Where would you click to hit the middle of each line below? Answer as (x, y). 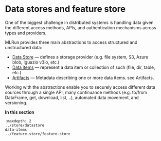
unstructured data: (24, 47)
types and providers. (26, 33)
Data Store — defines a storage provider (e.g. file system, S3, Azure (80, 57)
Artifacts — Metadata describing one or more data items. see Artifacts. (83, 78)
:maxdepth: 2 (18, 121)
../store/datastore (25, 125)
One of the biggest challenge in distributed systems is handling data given (80, 22)
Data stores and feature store (65, 9)
